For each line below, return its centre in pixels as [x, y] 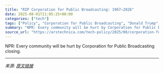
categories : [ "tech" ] [27, 18]
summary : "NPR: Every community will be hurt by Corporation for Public [81, 28]
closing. [13, 51]
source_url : [17, 32]
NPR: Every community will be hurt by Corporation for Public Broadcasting [80, 46]
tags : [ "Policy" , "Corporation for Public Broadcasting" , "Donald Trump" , [83, 23]
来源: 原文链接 [19, 66]
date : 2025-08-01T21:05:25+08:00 [39, 14]
